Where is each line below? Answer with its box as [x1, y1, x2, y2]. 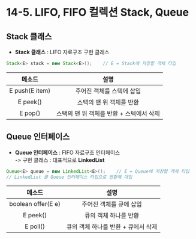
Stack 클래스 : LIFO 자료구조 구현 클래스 [14, 49, 110, 55]
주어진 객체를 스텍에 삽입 [75, 87, 141, 95]
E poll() [25, 222, 46, 231]
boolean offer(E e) [9, 200, 61, 208]
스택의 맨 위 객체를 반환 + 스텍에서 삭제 [56, 109, 160, 117]
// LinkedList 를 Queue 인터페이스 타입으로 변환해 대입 [6, 174, 132, 180]
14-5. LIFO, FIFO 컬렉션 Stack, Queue [6, 5, 189, 19]
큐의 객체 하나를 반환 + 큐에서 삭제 [66, 223, 158, 231]
